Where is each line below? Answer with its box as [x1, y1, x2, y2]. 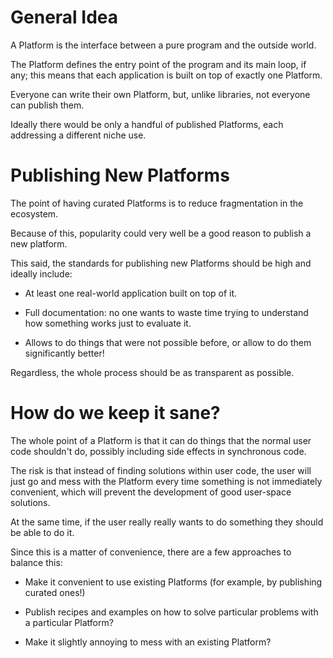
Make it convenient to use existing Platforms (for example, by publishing [24, 576, 323, 588]
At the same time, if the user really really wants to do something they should [10, 516, 324, 528]
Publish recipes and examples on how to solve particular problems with [24, 606, 319, 618]
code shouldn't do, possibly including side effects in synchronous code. [10, 445, 307, 457]
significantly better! [24, 347, 105, 359]
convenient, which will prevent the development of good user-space [10, 486, 292, 498]
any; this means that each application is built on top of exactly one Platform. [10, 69, 323, 81]
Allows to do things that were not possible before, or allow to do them [24, 336, 312, 348]
